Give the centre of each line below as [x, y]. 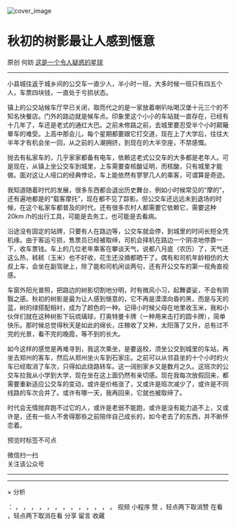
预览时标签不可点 [32, 440]
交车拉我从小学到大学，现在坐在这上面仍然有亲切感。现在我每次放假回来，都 [118, 375]
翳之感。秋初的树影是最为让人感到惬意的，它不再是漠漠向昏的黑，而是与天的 [118, 298]
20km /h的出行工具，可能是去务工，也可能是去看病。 [84, 216]
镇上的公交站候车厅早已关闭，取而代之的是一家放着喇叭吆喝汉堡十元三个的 [115, 107]
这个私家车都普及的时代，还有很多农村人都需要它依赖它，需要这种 [121, 207]
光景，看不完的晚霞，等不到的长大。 [72, 334]
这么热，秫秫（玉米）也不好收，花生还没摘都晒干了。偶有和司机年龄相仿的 [115, 257]
